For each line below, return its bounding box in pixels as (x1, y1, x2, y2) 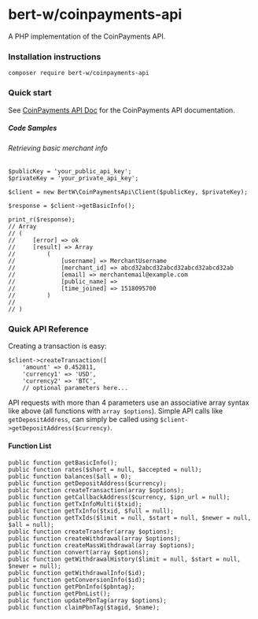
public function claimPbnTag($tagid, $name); (8, 603, 160, 611)
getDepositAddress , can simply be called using (8, 415, 159, 424)
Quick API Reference (8, 324, 89, 335)
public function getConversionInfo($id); (8, 576, 146, 584)
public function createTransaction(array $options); (8, 486, 185, 494)
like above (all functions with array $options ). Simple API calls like (8, 406, 223, 416)
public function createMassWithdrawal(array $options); (8, 541, 195, 549)
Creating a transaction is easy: (8, 341, 107, 351)
